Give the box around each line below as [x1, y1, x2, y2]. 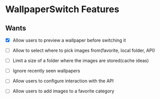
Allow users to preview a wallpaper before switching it [12, 37, 126, 43]
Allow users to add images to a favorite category [12, 88, 114, 94]
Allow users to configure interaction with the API [12, 78, 114, 84]
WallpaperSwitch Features [5, 4, 119, 15]
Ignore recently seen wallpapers [12, 68, 80, 74]
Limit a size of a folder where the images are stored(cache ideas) [12, 57, 149, 64]
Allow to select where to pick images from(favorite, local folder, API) [12, 47, 155, 54]
